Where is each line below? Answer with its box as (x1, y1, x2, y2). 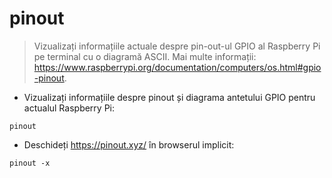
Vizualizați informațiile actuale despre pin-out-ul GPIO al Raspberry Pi (33, 40, 321, 52)
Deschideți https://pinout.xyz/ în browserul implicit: (23, 138, 235, 151)
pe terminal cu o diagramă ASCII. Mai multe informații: (33, 50, 257, 62)
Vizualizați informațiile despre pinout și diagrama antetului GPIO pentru (23, 91, 316, 103)
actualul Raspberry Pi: (23, 102, 116, 114)
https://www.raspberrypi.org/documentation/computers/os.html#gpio (33, 61, 322, 73)
